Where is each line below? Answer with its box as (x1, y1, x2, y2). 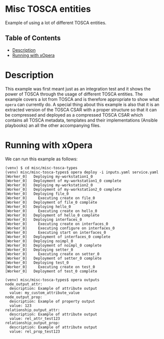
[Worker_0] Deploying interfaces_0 (5, 217, 82, 222)
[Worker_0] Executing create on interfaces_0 (5, 221, 109, 226)
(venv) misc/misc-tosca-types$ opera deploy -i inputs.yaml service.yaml (5, 170, 159, 175)
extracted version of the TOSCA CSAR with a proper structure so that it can (5, 107, 157, 113)
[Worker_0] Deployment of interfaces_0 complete (5, 234, 111, 239)
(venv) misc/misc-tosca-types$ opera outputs (5, 277, 99, 282)
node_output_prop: (5, 294, 43, 300)
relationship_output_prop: (5, 320, 60, 325)
